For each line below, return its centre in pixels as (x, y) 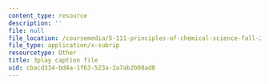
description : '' (35, 23)
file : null (26, 30)
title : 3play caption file (53, 61)
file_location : (34, 38)
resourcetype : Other (43, 53)
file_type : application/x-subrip (64, 46)
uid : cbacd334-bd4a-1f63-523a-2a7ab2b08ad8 (82, 68)
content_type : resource (48, 16)
